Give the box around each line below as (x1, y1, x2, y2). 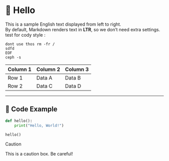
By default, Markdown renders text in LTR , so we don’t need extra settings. (5, 26, 160, 32)
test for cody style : (5, 32, 46, 38)
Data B (65, 74, 81, 81)
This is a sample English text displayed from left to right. (5, 21, 122, 27)
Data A (36, 74, 53, 81)
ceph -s (5, 55, 22, 60)
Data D (65, 83, 81, 90)
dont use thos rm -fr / (5, 41, 55, 47)
